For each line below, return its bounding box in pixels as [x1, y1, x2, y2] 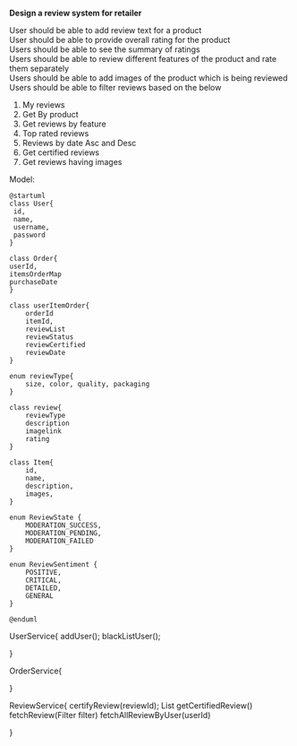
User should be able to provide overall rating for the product [9, 35, 231, 45]
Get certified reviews [21, 147, 100, 158]
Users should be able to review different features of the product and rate [9, 54, 277, 64]
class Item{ [9, 458, 54, 467]
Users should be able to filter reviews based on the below [9, 82, 222, 92]
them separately [9, 63, 70, 74]
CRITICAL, [25, 576, 63, 585]
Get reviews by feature [21, 118, 106, 129]
